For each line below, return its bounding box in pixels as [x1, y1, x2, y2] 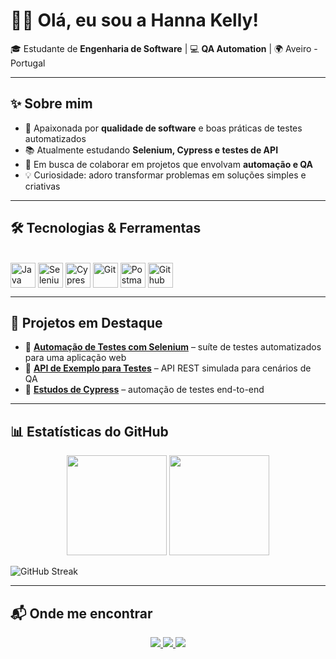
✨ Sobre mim [10, 95, 93, 113]
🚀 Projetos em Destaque [10, 314, 163, 331]
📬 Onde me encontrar [10, 605, 153, 622]
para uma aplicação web [24, 352, 127, 364]
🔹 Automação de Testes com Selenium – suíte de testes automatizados [24, 341, 322, 353]
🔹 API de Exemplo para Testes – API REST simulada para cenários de [24, 362, 312, 374]
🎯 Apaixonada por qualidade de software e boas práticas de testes [24, 122, 303, 134]
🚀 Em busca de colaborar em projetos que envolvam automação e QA [24, 158, 314, 170]
